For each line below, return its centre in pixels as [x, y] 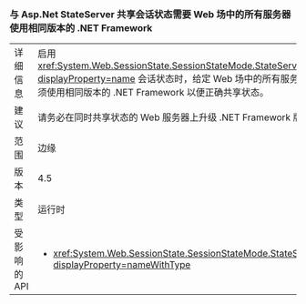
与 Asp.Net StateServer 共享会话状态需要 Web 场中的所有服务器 [150, 14]
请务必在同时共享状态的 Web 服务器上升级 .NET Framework [164, 117]
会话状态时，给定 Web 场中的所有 [209, 79]
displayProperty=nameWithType [122, 265]
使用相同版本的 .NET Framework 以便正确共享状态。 [158, 93]
